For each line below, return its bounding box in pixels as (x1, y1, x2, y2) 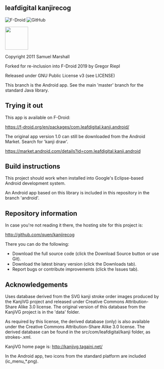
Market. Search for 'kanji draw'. (5, 138, 69, 144)
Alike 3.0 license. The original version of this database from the (18, 304, 146, 310)
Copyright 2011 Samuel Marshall (5, 53, 70, 59)
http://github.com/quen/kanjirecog (5, 232, 75, 238)
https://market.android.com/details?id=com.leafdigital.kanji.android (5, 148, 141, 154)
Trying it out (5, 101, 43, 110)
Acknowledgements (5, 280, 68, 289)
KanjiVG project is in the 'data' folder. (5, 309, 80, 315)
